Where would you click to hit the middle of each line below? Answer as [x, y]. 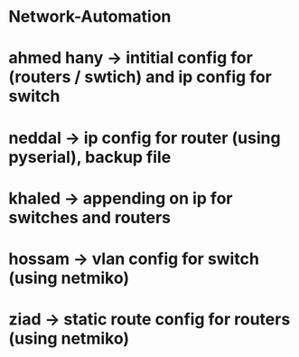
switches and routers [89, 217]
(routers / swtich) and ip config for [140, 77]
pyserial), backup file [90, 157]
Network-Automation [90, 17]
